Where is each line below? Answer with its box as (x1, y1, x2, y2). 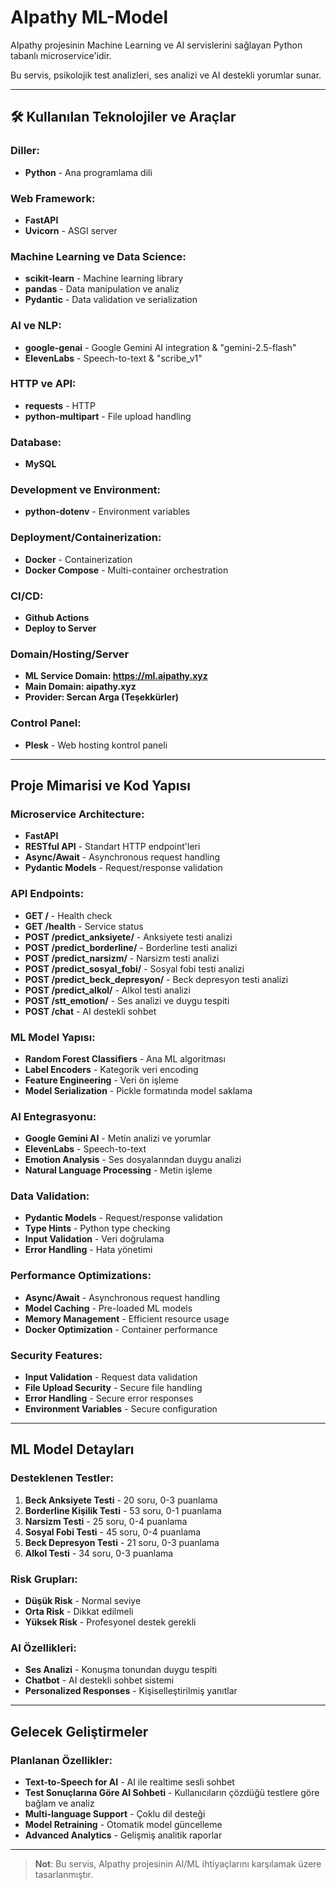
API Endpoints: (10, 887, 85, 901)
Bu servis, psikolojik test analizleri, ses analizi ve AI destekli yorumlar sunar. (10, 69, 322, 81)
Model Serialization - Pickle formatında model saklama (24, 1084, 253, 1096)
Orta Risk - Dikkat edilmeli (24, 1606, 134, 1618)
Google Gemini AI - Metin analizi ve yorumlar (24, 1132, 212, 1145)
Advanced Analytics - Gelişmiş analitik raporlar (24, 1829, 223, 1841)
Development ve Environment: (10, 483, 162, 497)
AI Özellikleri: (10, 1641, 77, 1655)
